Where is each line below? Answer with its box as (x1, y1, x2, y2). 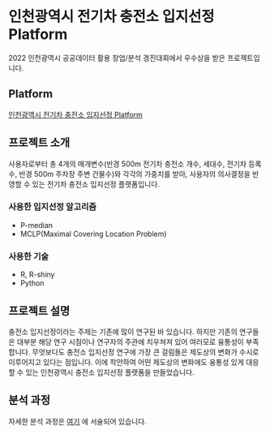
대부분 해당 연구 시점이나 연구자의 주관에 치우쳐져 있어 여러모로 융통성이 (16, 337, 245, 346)
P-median (19, 220, 54, 230)
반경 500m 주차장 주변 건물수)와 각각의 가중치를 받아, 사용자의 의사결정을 (19, 169, 251, 178)
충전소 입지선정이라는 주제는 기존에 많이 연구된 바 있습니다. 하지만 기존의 (8, 326, 238, 337)
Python (19, 278, 45, 288)
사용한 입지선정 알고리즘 (8, 201, 97, 213)
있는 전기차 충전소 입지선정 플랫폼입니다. (32, 179, 161, 189)
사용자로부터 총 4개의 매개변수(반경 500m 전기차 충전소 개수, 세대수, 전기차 (8, 159, 247, 169)
